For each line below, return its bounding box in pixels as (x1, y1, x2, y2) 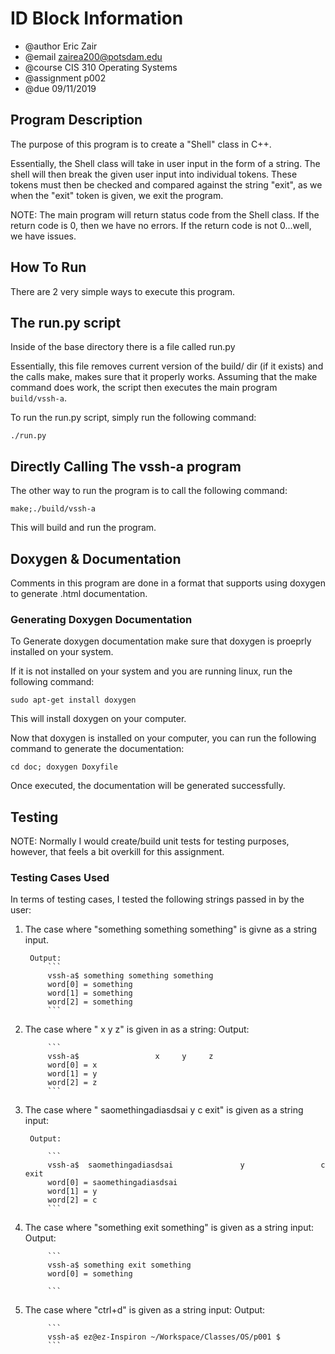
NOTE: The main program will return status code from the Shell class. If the (10, 208, 320, 221)
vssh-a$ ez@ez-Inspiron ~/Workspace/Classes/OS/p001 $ (47, 1332, 281, 1342)
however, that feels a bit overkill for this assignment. (10, 846, 225, 858)
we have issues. (10, 230, 77, 242)
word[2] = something (47, 997, 133, 1007)
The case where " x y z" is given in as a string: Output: (24, 1023, 250, 1036)
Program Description (10, 112, 143, 129)
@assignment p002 (24, 72, 107, 84)
